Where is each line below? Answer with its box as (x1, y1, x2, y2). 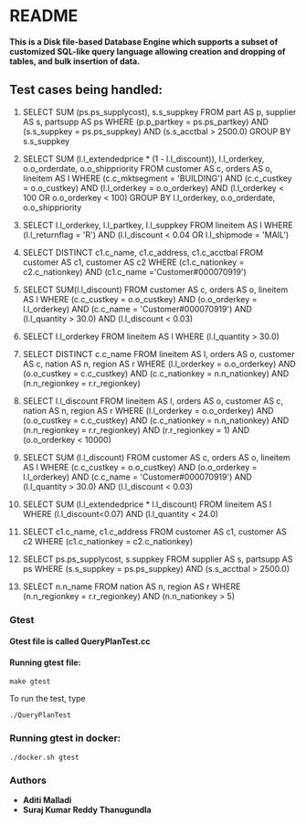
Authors (9, 774, 47, 787)
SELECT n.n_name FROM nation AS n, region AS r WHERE (22, 581, 241, 592)
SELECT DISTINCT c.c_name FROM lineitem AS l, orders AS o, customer (22, 348, 295, 359)
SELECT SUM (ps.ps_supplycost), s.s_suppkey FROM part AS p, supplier (22, 106, 297, 117)
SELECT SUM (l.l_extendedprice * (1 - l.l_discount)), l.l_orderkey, (22, 153, 265, 164)
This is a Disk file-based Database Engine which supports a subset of (9, 36, 279, 47)
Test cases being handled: (9, 82, 163, 98)
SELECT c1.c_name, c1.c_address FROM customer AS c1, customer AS (22, 526, 288, 537)
